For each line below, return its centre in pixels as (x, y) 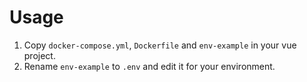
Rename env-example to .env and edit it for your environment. (149, 66)
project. (39, 55)
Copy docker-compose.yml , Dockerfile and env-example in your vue (160, 45)
